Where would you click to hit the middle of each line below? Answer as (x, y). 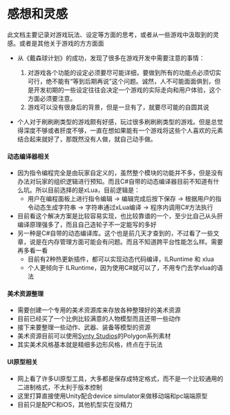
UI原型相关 (22, 361)
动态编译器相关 (28, 156)
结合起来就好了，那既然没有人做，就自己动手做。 (87, 139)
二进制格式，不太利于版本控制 (59, 387)
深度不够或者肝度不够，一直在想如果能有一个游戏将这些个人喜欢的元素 (123, 130)
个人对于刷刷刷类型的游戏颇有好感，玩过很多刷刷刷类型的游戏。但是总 (117, 122)
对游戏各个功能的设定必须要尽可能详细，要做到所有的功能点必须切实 (124, 73)
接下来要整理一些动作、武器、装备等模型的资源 (84, 327)
